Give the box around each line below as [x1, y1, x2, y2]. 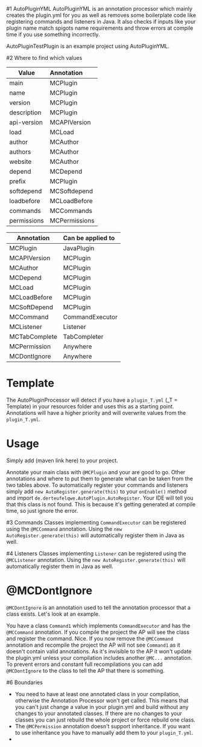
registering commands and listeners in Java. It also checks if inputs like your [6, 18, 196, 25]
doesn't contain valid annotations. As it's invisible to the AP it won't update [6, 647, 192, 655]
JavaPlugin [63, 244, 95, 252]
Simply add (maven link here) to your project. [6, 457, 119, 464]
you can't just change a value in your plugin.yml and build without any [14, 703, 189, 710]
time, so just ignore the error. [6, 507, 78, 514]
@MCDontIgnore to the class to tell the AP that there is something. [6, 667, 165, 674]
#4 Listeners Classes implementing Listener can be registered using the [6, 550, 187, 557]
